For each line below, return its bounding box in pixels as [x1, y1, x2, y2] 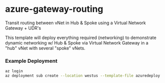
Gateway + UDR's [5, 25, 41, 31]
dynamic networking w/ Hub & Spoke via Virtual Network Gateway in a [5, 40, 149, 45]
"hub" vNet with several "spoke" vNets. [5, 45, 85, 51]
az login [5, 69, 23, 74]
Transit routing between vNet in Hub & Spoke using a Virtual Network [5, 20, 146, 26]
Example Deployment [5, 57, 58, 64]
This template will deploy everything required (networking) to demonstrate [5, 35, 157, 41]
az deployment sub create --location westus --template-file [5, 73, 134, 79]
